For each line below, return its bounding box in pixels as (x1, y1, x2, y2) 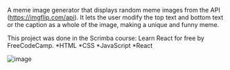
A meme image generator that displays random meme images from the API (7, 6, 220, 14)
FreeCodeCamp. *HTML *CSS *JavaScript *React (7, 42, 153, 49)
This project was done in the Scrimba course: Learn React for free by (7, 34, 204, 42)
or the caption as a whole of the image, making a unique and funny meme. (7, 21, 220, 28)
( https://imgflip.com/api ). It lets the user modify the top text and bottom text (7, 13, 224, 21)
